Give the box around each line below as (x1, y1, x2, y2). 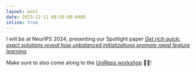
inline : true (6, 19, 38, 25)
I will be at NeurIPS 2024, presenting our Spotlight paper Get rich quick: (6, 36, 181, 43)
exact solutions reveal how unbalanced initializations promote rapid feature (6, 42, 190, 49)
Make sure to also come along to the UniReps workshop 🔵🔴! (6, 59, 152, 66)
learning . (6, 48, 28, 55)
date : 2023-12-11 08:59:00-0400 (6, 14, 86, 20)
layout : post (6, 8, 38, 15)
